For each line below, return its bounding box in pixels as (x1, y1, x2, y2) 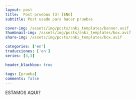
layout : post (5, 7, 33, 12)
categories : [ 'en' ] (5, 44, 46, 49)
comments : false (5, 76, 39, 81)
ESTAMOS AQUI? (5, 89, 41, 95)
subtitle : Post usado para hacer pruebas (5, 16, 93, 21)
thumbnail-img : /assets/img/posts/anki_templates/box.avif (5, 30, 131, 35)
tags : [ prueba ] (5, 71, 37, 76)
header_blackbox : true (5, 62, 53, 67)
